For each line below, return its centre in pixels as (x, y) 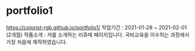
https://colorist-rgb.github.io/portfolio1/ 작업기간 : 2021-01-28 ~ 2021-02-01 (97, 27)
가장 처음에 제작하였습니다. (37, 42)
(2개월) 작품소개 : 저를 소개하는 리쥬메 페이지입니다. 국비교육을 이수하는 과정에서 (98, 34)
